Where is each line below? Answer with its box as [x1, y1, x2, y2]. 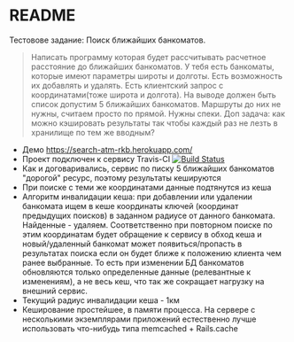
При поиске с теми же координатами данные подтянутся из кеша [21, 182, 272, 192]
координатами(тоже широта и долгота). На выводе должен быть [30, 89, 276, 100]
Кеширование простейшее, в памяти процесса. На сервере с [21, 304, 256, 315]
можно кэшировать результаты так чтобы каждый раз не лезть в [30, 117, 278, 128]
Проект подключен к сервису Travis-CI [21, 153, 171, 164]
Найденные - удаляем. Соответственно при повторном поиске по [21, 219, 273, 230]
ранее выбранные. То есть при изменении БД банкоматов [21, 257, 244, 268]
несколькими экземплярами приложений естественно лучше [21, 314, 257, 324]
